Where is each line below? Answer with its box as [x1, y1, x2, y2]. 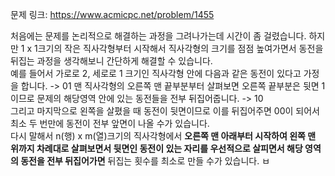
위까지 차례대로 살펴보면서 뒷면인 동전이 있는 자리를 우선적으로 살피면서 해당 [10, 143, 303, 154]
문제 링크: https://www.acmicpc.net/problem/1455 [10, 9, 215, 20]
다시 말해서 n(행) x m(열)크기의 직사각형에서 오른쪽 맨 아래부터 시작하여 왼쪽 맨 [10, 130, 317, 142]
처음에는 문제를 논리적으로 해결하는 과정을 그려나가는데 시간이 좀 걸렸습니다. [10, 30, 307, 42]
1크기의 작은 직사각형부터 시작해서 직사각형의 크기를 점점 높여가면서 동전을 [34, 43, 324, 54]
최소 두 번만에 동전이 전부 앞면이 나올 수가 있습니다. [10, 118, 210, 129]
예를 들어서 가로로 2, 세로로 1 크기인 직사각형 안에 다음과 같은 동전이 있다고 [10, 68, 302, 79]
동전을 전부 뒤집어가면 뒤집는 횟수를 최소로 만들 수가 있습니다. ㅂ [20, 155, 271, 167]
